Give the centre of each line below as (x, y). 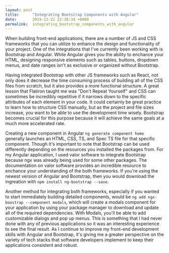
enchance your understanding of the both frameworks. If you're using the (82, 171)
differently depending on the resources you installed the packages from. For (84, 149)
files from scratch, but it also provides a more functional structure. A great (82, 86)
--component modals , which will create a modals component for (91, 202)
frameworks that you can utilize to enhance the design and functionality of (82, 44)
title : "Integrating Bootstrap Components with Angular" (72, 15)
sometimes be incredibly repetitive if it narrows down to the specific (76, 97)
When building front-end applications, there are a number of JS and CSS (81, 38)
